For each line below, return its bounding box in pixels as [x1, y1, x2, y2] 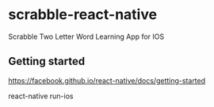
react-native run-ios [8, 91, 74, 101]
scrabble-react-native [8, 6, 157, 24]
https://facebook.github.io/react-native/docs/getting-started [8, 75, 206, 85]
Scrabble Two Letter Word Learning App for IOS [8, 32, 165, 41]
